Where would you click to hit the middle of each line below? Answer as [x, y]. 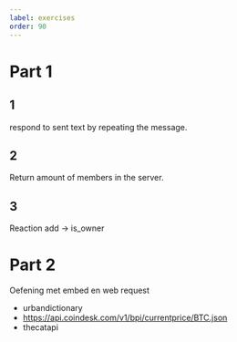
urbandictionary [53, 308]
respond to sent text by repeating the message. [98, 127]
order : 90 [28, 26]
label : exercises [42, 18]
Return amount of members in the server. [87, 178]
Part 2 [33, 265]
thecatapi [41, 327]
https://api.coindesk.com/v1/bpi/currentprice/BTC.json [125, 318]
